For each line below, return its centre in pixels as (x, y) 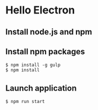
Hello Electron (40, 10)
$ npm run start (25, 102)
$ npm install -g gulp (33, 65)
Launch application (41, 88)
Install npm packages (45, 51)
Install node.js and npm (49, 32)
